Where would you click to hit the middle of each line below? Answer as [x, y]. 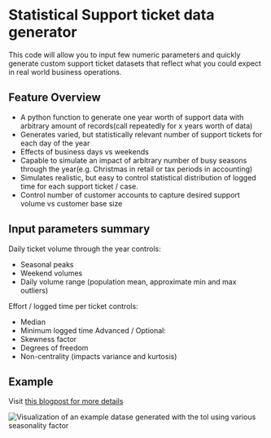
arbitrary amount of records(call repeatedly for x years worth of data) [136, 126]
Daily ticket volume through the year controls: [85, 249]
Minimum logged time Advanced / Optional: [93, 330]
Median [33, 322]
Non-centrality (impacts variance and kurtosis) [98, 356]
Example [31, 382]
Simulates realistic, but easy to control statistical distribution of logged [138, 177]
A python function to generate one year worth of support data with [132, 117]
